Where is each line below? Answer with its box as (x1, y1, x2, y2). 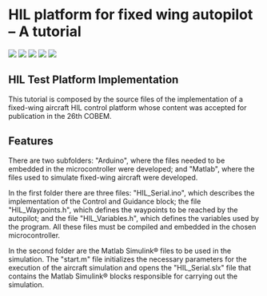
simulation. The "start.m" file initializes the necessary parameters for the (8, 254, 247, 264)
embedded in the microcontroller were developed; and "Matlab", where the (8, 164, 255, 173)
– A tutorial (8, 22, 82, 41)
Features (8, 134, 54, 148)
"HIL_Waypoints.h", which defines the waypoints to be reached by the (8, 205, 238, 215)
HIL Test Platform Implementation (8, 73, 179, 87)
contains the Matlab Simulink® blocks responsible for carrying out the (8, 271, 238, 281)
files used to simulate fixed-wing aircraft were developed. (8, 172, 198, 182)
